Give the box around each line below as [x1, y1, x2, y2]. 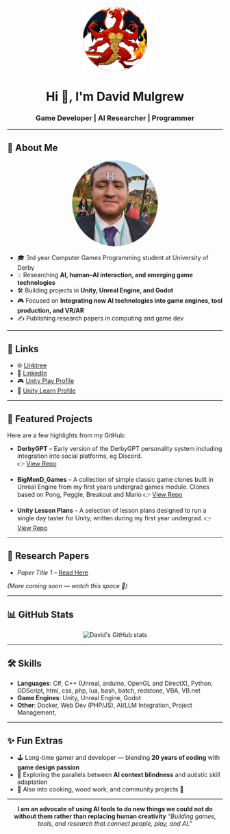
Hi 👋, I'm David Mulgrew [45, 89, 185, 104]
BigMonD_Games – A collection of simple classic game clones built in [16, 475, 214, 483]
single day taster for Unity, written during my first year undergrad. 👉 [16, 513, 212, 522]
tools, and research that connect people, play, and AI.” [37, 820, 193, 828]
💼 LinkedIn [16, 369, 47, 378]
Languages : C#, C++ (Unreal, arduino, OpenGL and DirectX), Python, [16, 680, 214, 688]
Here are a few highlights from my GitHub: [7, 431, 126, 439]
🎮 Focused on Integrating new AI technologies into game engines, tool [16, 297, 223, 305]
